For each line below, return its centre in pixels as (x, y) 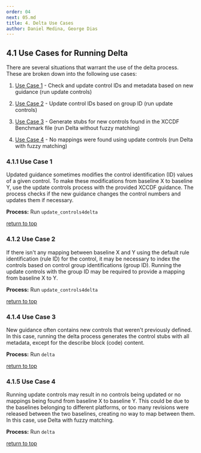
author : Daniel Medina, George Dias (52, 29)
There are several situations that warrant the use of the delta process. (92, 67)
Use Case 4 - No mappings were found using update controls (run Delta (104, 140)
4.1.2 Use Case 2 (31, 239)
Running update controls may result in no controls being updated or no (94, 395)
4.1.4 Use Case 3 (31, 316)
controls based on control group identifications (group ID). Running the (94, 265)
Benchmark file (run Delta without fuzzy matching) (77, 128)
